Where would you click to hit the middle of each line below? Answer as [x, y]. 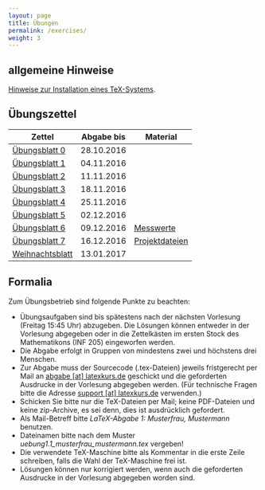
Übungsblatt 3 [39, 189]
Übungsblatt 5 [39, 214]
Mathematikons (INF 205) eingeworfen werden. [97, 342]
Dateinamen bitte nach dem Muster [78, 435]
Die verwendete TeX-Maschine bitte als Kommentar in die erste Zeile [132, 452]
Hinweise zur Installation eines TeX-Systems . [82, 89]
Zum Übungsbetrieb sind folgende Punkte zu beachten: [99, 301]
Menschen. [38, 359]
